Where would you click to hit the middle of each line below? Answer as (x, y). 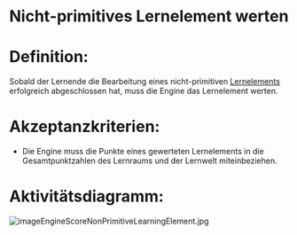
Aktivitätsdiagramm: (86, 196)
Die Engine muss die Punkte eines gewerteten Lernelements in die (143, 152)
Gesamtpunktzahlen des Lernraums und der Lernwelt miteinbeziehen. (149, 161)
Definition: (49, 57)
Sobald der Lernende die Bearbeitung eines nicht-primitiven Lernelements (145, 82)
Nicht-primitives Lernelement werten (149, 16)
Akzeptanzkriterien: (85, 127)
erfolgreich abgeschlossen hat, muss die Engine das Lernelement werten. (144, 91)
